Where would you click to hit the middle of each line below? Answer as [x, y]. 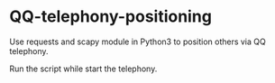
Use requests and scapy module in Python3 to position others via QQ [137, 41]
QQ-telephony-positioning [110, 17]
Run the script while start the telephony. [83, 69]
